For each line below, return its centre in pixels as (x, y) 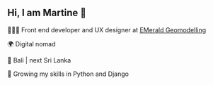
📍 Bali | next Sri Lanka (39, 60)
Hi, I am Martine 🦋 (47, 13)
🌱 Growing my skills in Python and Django (68, 74)
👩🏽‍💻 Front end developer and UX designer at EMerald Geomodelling (107, 30)
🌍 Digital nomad (31, 44)
